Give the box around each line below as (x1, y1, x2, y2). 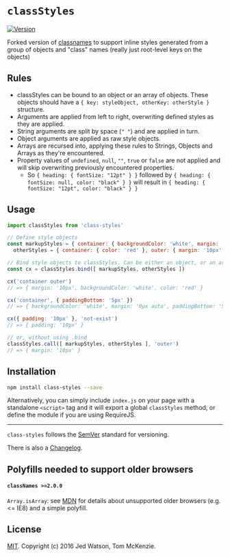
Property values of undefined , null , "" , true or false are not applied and (16, 156, 221, 164)
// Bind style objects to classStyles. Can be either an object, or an (7, 259, 216, 266)
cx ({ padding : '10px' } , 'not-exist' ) (7, 315, 118, 322)
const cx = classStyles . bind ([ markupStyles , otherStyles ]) (7, 265, 186, 272)
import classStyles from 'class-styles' (7, 222, 125, 229)
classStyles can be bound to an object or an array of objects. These (16, 90, 209, 99)
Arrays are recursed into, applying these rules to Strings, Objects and (16, 142, 213, 150)
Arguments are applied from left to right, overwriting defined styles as (16, 112, 214, 120)
